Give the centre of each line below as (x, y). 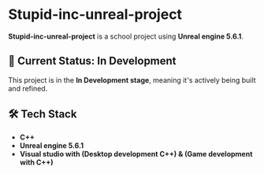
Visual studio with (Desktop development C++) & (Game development (136, 154)
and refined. (28, 88)
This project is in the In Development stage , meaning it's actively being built (132, 80)
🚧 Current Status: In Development (92, 61)
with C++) (36, 162)
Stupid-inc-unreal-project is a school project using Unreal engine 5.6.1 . (126, 36)
